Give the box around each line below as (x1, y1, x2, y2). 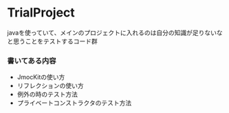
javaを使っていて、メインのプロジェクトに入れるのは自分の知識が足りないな (7, 28, 223, 37)
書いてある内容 (7, 56, 56, 65)
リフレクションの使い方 (17, 81, 84, 90)
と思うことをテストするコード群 (7, 37, 98, 45)
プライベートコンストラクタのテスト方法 (17, 99, 132, 107)
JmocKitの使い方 (17, 73, 65, 81)
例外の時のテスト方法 (17, 90, 78, 99)
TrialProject (7, 5, 76, 21)
